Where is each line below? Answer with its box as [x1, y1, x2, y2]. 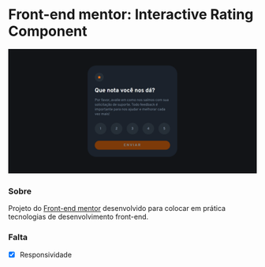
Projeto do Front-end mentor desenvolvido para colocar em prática [8, 204, 226, 213]
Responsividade [19, 250, 73, 259]
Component [8, 22, 88, 40]
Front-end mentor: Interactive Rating [8, 6, 254, 24]
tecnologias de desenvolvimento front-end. [8, 212, 149, 222]
